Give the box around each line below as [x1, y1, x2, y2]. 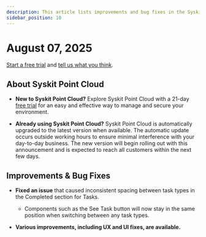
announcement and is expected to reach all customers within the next [15, 146, 192, 154]
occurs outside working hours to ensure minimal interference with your [15, 133, 195, 141]
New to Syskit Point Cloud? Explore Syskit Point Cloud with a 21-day [15, 96, 189, 103]
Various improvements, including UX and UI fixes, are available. [15, 224, 181, 231]
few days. [15, 152, 40, 160]
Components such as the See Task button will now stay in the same [24, 205, 195, 213]
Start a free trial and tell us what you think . [6, 61, 113, 69]
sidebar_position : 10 [6, 15, 62, 21]
